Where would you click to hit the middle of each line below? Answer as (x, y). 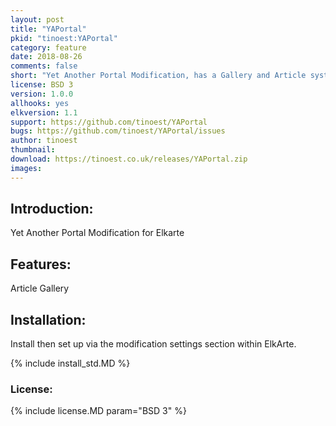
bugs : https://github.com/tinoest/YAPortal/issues (118, 131)
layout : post (37, 19)
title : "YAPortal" (48, 29)
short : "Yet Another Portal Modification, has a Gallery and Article (158, 76)
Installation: (48, 319)
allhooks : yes (40, 103)
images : (26, 168)
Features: (41, 264)
